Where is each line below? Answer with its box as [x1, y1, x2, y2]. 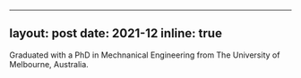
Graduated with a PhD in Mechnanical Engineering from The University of [9, 50, 280, 60]
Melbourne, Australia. [9, 58, 90, 69]
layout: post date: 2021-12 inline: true [9, 26, 222, 41]
